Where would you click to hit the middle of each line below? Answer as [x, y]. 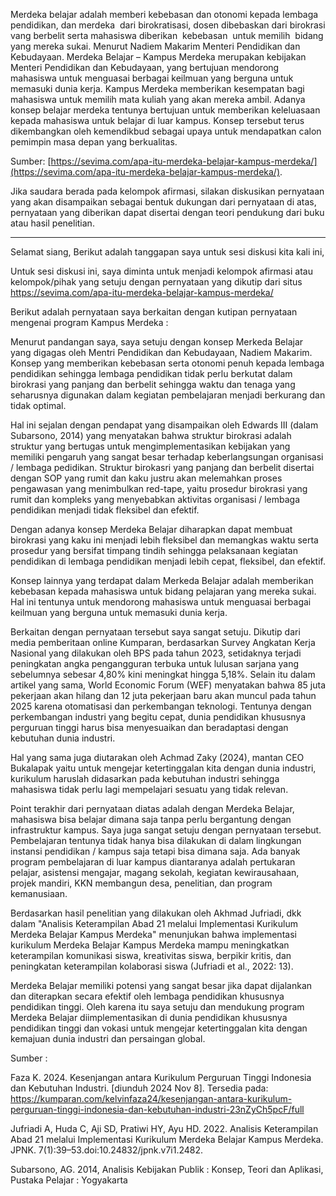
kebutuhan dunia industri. [63, 738]
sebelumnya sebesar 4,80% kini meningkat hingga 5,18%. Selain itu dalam [163, 674]
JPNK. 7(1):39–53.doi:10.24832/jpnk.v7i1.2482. [107, 1150]
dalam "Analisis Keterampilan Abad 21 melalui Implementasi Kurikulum [154, 923]
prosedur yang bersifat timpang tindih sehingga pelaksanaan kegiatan [154, 550]
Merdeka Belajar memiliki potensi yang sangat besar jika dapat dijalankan [161, 985]
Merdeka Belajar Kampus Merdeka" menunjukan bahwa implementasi [153, 934]
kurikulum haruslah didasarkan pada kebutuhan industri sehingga [145, 778]
